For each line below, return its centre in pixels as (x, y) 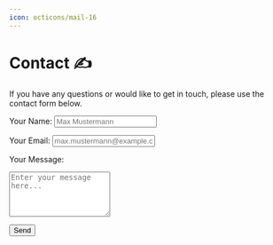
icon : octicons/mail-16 (53, 17)
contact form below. (46, 103)
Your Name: (31, 121)
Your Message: (37, 159)
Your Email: (30, 140)
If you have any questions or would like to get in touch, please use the (136, 93)
